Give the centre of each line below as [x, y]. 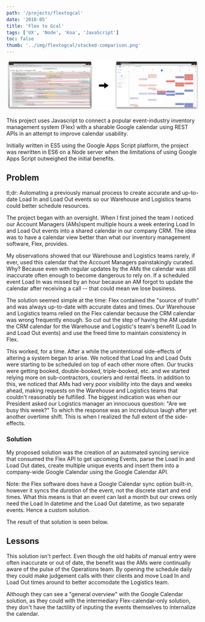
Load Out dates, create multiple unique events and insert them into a [93, 466]
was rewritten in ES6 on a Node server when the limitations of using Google [102, 152]
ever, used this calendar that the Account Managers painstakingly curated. [100, 262]
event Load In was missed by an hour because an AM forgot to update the [100, 281]
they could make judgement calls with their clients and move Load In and [98, 575]
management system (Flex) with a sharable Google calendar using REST [97, 127]
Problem [23, 178]
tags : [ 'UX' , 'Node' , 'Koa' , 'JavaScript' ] [63, 33]
